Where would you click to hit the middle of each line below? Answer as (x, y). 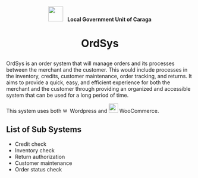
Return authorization (40, 156)
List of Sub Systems (44, 130)
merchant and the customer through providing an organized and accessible (99, 88)
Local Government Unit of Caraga (109, 19)
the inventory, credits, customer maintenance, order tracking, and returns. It (99, 76)
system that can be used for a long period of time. (67, 95)
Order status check (38, 169)
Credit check (30, 144)
